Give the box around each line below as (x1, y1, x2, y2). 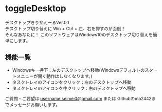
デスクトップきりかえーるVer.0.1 (5, 19, 70, 25)
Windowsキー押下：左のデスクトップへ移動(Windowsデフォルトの (12, 67, 145, 73)
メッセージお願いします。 (9, 101, 60, 107)
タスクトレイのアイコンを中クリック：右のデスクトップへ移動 (12, 85, 136, 91)
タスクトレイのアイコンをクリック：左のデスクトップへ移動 (12, 79, 132, 85)
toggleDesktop (5, 3, 67, 14)
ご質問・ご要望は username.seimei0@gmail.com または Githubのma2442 (5, 96, 152, 101)
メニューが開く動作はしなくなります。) (16, 73, 92, 79)
